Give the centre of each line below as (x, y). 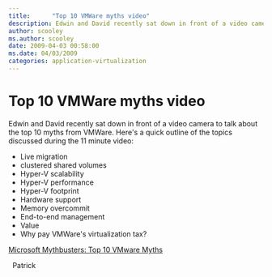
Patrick (24, 265)
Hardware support (51, 199)
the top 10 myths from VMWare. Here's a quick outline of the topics (121, 132)
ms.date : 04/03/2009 (43, 53)
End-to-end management (62, 216)
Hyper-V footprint (49, 190)
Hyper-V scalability (52, 173)
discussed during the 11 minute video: (71, 141)
